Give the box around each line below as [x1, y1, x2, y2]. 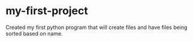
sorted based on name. [5, 30, 64, 37]
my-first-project [5, 4, 88, 18]
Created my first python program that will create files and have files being [5, 24, 188, 31]
